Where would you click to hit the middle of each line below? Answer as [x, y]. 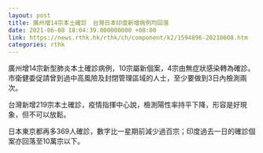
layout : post [30, 15]
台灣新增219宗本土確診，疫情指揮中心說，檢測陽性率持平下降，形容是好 [124, 105]
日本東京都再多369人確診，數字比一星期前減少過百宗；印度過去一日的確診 [129, 132]
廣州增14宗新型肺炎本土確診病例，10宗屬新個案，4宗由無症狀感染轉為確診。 [131, 69]
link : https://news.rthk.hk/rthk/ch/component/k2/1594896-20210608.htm [128, 37]
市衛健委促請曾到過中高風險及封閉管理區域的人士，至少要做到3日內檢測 [124, 78]
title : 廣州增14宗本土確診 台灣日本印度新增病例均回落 [89, 23]
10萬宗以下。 [63, 141]
